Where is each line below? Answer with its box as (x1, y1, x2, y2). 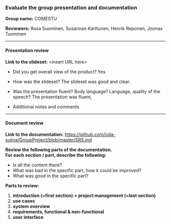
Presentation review (5, 47, 49, 53)
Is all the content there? (12, 162, 62, 168)
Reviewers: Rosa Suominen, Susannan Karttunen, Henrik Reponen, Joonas (5, 25, 163, 32)
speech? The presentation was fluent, (12, 94, 93, 100)
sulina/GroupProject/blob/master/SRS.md (5, 136, 92, 143)
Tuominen (5, 31, 26, 37)
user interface (12, 214, 44, 220)
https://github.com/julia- (64, 131, 116, 137)
